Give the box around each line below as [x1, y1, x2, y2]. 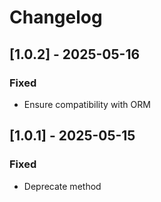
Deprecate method [23, 180, 102, 192]
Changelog [9, 6, 103, 29]
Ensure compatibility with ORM [23, 98, 151, 110]
